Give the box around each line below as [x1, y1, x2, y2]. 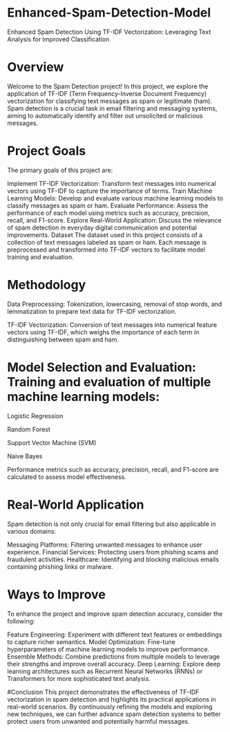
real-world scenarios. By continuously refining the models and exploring [7, 702, 213, 711]
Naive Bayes [7, 451, 43, 460]
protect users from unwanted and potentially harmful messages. [7, 717, 190, 725]
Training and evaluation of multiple [7, 374, 211, 390]
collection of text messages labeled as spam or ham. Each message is [7, 238, 207, 246]
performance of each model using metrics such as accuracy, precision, [7, 209, 210, 217]
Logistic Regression [7, 411, 64, 420]
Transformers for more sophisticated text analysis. [7, 674, 151, 682]
